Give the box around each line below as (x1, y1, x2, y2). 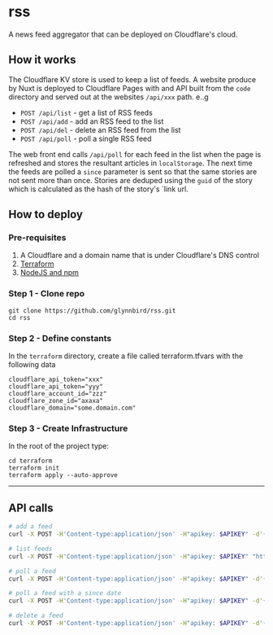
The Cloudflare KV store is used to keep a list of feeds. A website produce (8, 74, 257, 84)
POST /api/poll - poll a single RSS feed (19, 134, 152, 143)
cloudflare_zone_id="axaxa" (8, 397, 104, 405)
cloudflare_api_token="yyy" (8, 383, 104, 391)
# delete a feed (8, 611, 63, 620)
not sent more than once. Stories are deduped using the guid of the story (8, 175, 253, 185)
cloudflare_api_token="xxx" (8, 375, 104, 384)
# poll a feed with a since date (8, 589, 122, 598)
